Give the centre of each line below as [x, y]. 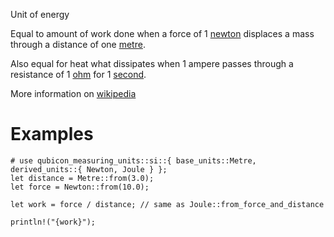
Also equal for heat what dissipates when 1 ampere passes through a [152, 63]
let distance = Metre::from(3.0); [82, 178]
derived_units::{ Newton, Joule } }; [89, 169]
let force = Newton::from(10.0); [80, 187]
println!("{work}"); [53, 222]
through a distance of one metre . [78, 44]
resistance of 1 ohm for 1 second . [78, 74]
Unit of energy [40, 14]
